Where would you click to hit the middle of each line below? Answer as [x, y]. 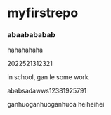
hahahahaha [25, 50]
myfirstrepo [43, 13]
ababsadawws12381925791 [47, 91]
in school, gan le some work [48, 77]
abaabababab [32, 35]
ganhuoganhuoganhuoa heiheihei [56, 104]
